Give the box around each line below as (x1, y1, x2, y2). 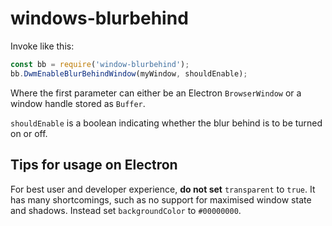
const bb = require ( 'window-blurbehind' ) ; (10, 59, 190, 69)
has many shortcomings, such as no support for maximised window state (10, 193, 312, 206)
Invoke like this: (10, 40, 75, 52)
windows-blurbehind (10, 7, 189, 30)
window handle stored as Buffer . (10, 97, 146, 109)
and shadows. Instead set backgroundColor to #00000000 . (10, 204, 242, 216)
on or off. (10, 127, 48, 139)
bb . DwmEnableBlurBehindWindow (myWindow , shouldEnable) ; (10, 68, 248, 79)
